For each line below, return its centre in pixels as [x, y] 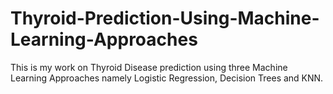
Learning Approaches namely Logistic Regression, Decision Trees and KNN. [167, 78]
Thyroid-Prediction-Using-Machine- [165, 18]
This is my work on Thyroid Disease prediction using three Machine [149, 67]
